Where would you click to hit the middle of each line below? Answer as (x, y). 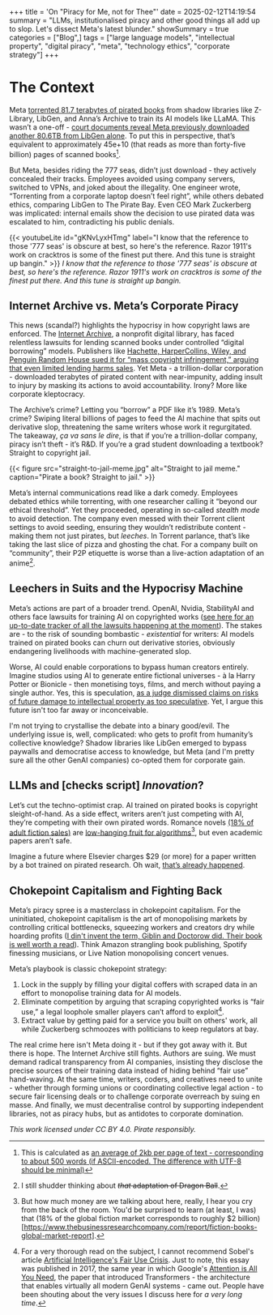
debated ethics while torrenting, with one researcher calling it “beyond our (133, 502)
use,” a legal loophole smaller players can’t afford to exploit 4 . (123, 1011)
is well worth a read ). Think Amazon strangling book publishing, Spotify (128, 945)
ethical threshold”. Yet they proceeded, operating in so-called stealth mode (134, 510)
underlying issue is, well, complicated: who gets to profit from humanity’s (131, 734)
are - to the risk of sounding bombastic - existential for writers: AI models (132, 634)
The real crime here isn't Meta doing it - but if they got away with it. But (128, 1044)
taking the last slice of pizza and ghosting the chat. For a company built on (134, 544)
